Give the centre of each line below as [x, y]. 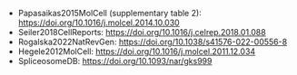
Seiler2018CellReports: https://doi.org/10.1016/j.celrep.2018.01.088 [142, 32]
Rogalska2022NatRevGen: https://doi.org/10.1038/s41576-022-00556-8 [153, 42]
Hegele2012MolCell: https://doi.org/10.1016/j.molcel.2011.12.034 [137, 52]
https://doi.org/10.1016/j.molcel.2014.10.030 [99, 23]
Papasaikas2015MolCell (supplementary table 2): [109, 13]
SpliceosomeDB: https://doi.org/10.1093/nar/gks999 [115, 61]
